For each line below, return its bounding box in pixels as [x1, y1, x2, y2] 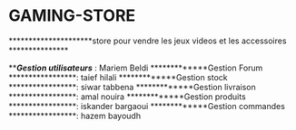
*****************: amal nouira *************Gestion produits [8, 91, 246, 102]
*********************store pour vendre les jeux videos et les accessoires [8, 35, 287, 46]
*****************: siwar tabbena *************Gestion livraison [8, 81, 256, 92]
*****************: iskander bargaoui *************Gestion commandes [8, 100, 285, 111]
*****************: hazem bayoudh [8, 110, 142, 121]
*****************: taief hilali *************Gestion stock [8, 71, 228, 82]
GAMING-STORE [8, 5, 136, 26]
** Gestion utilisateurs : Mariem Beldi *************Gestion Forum [8, 62, 263, 73]
